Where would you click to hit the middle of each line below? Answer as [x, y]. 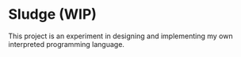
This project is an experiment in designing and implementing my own [120, 36]
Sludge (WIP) [53, 14]
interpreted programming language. [67, 44]
